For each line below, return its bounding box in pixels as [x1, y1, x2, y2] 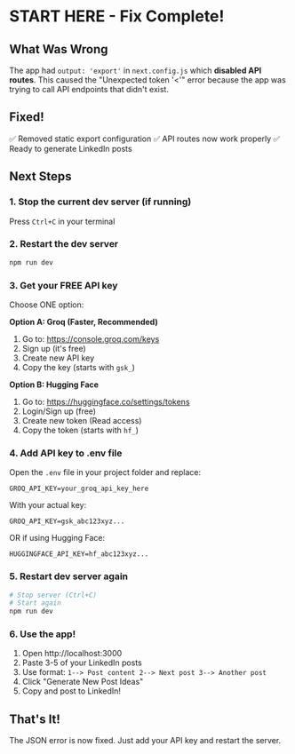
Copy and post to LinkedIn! [21, 686, 122, 696]
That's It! [9, 711, 60, 726]
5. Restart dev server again [9, 570, 129, 583]
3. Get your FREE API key [9, 279, 118, 291]
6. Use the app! [9, 628, 76, 640]
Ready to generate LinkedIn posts [9, 143, 132, 154]
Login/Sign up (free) [21, 406, 96, 417]
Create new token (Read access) [21, 415, 142, 425]
